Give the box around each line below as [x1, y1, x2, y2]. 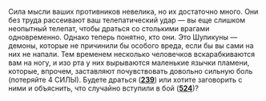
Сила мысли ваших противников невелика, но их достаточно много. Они [8, 7, 259, 16]
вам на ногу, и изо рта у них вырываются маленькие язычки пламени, [8, 58, 250, 67]
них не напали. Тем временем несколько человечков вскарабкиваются [8, 50, 255, 59]
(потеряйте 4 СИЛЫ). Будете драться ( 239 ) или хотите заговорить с [8, 75, 243, 84]
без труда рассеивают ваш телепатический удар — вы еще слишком [8, 15, 246, 25]
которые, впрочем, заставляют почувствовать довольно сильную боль [8, 67, 253, 75]
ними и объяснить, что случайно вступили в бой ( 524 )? [8, 83, 199, 93]
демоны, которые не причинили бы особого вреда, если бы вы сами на [8, 41, 254, 50]
